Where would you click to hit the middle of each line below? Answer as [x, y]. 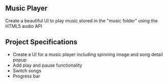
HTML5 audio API [24, 26]
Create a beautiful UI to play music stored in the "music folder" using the [82, 20]
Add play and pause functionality [47, 65]
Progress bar [26, 76]
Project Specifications [41, 42]
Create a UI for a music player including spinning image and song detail [88, 54]
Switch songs [27, 70]
